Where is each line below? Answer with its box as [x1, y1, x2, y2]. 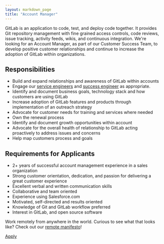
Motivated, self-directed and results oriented [12, 199, 103, 205]
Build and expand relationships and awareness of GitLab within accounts [12, 78, 159, 84]
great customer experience [12, 178, 67, 184]
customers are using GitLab [12, 94, 68, 100]
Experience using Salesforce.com [12, 194, 80, 200]
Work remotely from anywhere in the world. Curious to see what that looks [5, 219, 155, 225]
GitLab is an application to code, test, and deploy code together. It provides [5, 25, 157, 31]
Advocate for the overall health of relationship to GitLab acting [12, 125, 138, 131]
